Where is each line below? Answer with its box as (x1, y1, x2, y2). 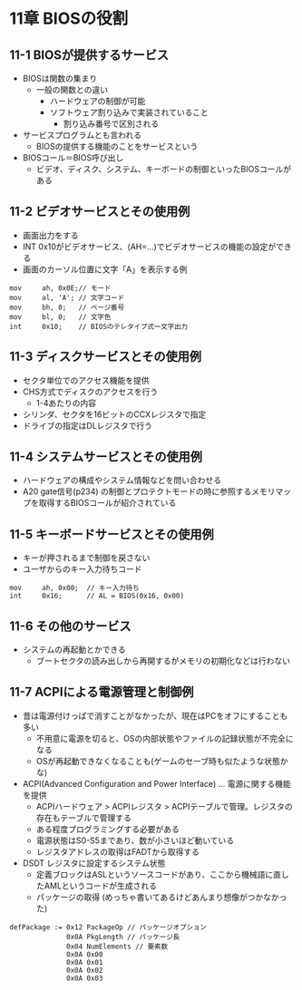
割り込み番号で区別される (63, 119, 160, 129)
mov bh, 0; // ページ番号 (9, 303, 125, 312)
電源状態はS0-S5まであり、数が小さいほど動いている (35, 835, 235, 846)
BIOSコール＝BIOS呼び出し (22, 152, 124, 163)
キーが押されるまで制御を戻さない (22, 552, 151, 563)
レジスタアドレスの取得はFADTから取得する (35, 846, 200, 857)
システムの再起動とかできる (22, 645, 127, 655)
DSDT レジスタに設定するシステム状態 (22, 858, 166, 869)
